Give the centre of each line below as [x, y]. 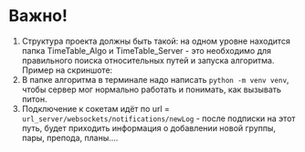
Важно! [38, 16]
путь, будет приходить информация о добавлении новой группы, [148, 127]
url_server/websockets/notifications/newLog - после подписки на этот [158, 118]
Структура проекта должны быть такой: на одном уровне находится [156, 41]
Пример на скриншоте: [67, 70]
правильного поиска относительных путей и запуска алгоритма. [148, 60]
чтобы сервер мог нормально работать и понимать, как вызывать [152, 89]
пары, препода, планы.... [70, 137]
